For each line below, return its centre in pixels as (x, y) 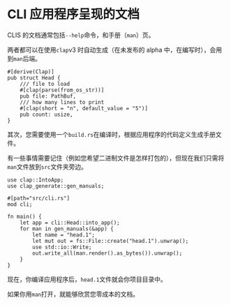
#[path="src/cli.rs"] (39, 198)
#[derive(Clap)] (31, 72)
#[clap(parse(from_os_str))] (62, 90)
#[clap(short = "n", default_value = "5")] (84, 108)
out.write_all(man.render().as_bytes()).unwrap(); (107, 253)
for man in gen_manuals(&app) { (67, 229)
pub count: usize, (46, 114)
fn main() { (24, 216)
